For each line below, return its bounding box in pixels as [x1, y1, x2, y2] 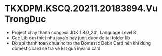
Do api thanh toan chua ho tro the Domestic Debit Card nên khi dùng [11, 40, 151, 46]
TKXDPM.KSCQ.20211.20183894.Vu [4, 3, 158, 14]
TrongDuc [4, 13, 46, 25]
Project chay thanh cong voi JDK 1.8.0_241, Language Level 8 [11, 29, 136, 35]
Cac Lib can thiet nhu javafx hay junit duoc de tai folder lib [11, 35, 130, 41]
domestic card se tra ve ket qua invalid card [11, 45, 101, 51]
